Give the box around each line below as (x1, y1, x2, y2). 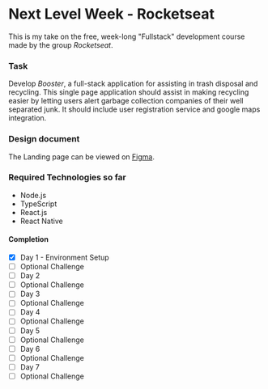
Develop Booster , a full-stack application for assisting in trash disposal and (8, 78, 258, 89)
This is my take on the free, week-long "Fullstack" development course (8, 32, 245, 41)
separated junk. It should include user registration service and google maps (8, 104, 261, 114)
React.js (19, 207, 48, 217)
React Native (19, 216, 63, 226)
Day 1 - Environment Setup (19, 252, 109, 263)
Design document (8, 133, 80, 145)
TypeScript (19, 199, 57, 209)
